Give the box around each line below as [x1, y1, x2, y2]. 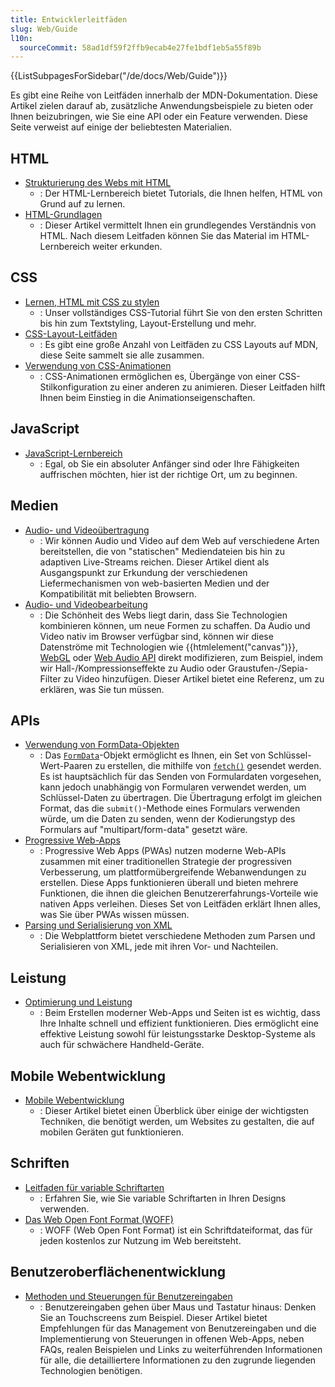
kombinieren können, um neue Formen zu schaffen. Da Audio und [39, 619, 311, 631]
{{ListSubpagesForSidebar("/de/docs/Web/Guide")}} [10, 70, 228, 82]
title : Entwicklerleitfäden [10, 14, 128, 25]
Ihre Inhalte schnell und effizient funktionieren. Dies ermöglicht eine [39, 1017, 319, 1030]
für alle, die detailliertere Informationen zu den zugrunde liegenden [39, 1354, 317, 1366]
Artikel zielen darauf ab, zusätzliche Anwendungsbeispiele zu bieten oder [10, 100, 314, 112]
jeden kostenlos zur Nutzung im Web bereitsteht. [39, 1234, 242, 1246]
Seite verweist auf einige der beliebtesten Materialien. [10, 121, 233, 133]
